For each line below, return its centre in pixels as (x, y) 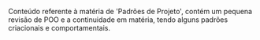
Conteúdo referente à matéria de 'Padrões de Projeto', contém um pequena (130, 11)
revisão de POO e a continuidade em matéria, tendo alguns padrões (118, 20)
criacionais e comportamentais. (59, 28)
